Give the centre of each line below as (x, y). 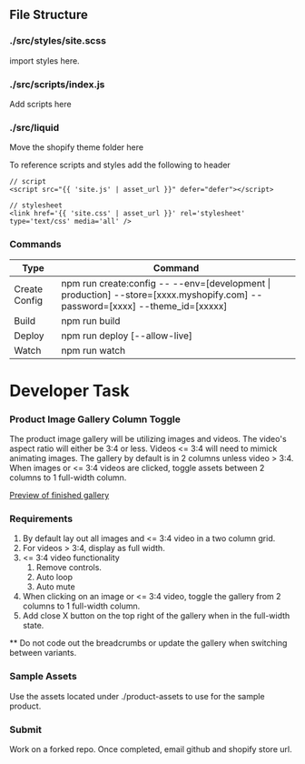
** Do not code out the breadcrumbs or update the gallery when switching (148, 643)
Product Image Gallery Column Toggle (95, 419)
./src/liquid (34, 127)
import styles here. (44, 60)
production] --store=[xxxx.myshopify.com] (155, 295)
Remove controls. (69, 568)
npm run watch (93, 350)
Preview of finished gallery (59, 496)
